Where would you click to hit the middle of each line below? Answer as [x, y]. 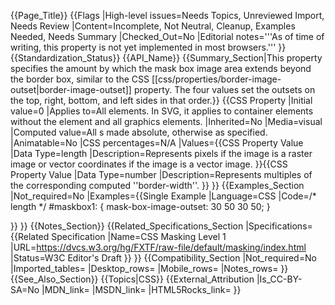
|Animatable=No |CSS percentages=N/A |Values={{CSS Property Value [157, 143]
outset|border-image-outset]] [71, 89]
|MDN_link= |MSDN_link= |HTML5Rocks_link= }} [141, 289]
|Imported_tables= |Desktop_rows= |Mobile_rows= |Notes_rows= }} [149, 268]
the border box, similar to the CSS [80, 79]
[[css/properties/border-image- [216, 79]
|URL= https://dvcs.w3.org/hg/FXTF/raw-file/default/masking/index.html [158, 247]
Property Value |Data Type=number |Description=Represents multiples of [161, 174]
